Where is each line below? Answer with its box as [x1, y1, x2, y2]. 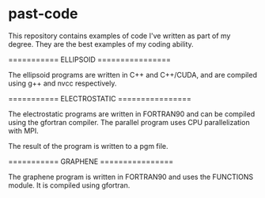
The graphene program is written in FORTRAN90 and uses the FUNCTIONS [8, 172, 254, 181]
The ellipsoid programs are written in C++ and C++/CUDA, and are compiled [8, 70, 257, 79]
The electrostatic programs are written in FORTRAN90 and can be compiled [8, 109, 256, 119]
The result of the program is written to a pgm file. [8, 141, 168, 150]
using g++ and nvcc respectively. [8, 78, 117, 88]
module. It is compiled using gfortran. [8, 180, 131, 190]
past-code [8, 5, 78, 23]
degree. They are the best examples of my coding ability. [8, 39, 194, 48]
